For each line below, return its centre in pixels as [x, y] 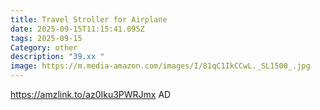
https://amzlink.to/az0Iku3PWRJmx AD [91, 94]
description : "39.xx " [57, 57]
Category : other [44, 47]
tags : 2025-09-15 [46, 38]
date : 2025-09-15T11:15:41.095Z [77, 29]
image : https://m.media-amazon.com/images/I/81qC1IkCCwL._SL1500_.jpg [160, 66]
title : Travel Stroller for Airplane [89, 19]
